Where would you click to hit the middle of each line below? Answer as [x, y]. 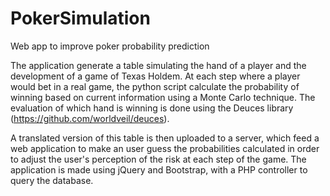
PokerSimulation [80, 18]
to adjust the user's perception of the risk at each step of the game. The [158, 159]
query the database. [52, 180]
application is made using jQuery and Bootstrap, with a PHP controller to [159, 169]
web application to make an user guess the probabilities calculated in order [165, 148]
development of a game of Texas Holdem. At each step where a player [155, 76]
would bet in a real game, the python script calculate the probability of [155, 86]
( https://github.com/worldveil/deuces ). [90, 118]
